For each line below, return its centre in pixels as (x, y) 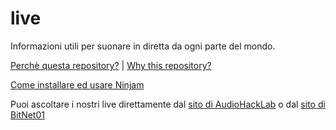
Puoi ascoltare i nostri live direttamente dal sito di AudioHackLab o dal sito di (168, 104)
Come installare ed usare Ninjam (77, 84)
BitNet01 (27, 114)
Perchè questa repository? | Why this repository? (111, 65)
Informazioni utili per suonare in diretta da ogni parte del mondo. (143, 46)
